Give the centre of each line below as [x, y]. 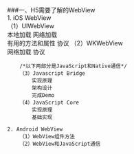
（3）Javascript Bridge [53, 74]
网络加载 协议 [26, 52]
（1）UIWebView [31, 26]
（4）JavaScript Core [49, 102]
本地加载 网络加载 [32, 34]
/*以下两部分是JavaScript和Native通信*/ [73, 66]
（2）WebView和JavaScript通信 [60, 144]
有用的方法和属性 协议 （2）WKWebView [65, 43]
